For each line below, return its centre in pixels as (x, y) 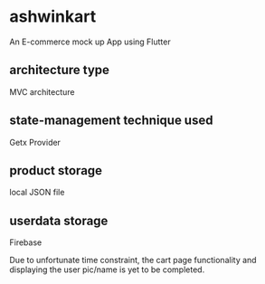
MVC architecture (42, 91)
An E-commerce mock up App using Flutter (90, 42)
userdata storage (59, 220)
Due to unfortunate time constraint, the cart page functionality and (133, 260)
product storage (56, 170)
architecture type (60, 70)
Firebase (26, 242)
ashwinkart (53, 17)
